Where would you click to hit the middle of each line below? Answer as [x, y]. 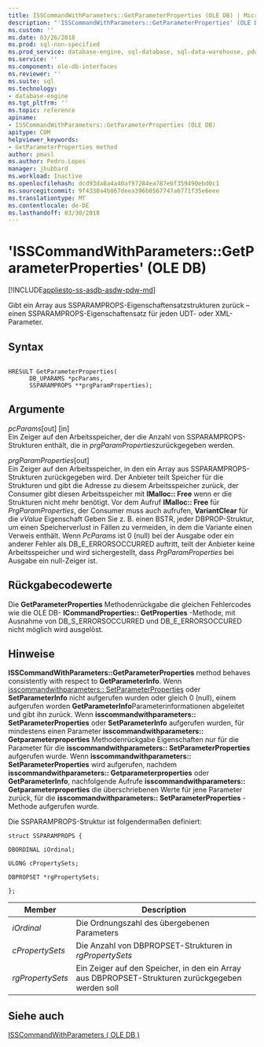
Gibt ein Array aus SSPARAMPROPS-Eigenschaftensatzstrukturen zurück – [129, 305]
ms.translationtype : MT [47, 198]
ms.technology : [33, 88]
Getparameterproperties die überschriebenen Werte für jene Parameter [125, 790]
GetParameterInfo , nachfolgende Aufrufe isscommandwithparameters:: [127, 781]
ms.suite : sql [31, 81]
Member [40, 910]
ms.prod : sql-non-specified [54, 45]
